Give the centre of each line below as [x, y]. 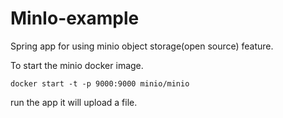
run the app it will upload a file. [74, 102]
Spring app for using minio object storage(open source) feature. [142, 46]
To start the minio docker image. [77, 65]
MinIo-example [75, 18]
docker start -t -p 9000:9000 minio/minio [100, 83]
